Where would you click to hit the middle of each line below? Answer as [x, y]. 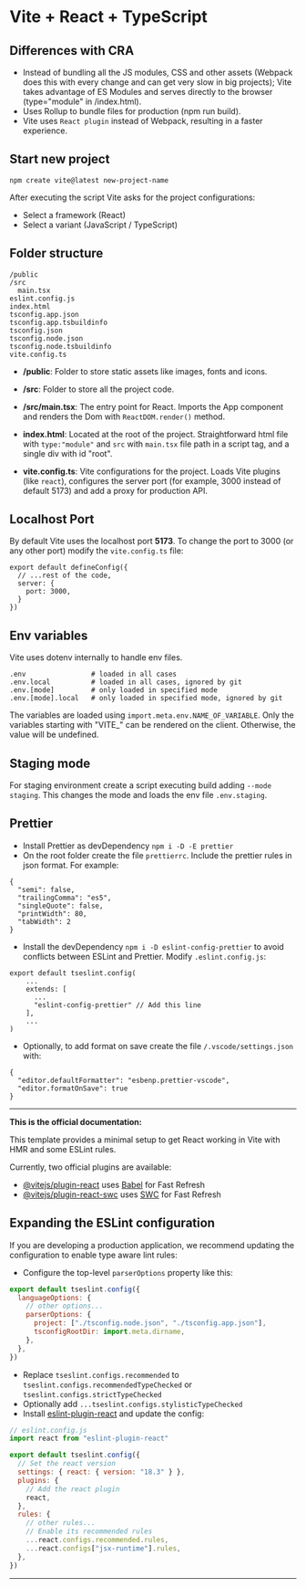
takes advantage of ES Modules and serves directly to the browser [148, 92]
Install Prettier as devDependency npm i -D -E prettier [128, 846]
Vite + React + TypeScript [108, 17]
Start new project [60, 159]
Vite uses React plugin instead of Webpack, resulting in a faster [143, 121]
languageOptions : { [55, 1298]
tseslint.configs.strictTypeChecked [92, 1394]
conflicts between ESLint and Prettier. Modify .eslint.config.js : [144, 956]
